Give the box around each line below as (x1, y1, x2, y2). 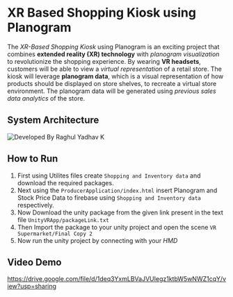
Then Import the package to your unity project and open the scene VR (17, 223, 217, 231)
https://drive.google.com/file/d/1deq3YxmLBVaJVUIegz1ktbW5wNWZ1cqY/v (7, 275, 227, 283)
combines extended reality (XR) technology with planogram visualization (7, 50, 220, 58)
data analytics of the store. (7, 94, 86, 102)
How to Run (7, 153, 58, 164)
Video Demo (7, 256, 62, 268)
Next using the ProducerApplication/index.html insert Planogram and (17, 186, 218, 194)
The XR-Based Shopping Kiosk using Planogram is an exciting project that (7, 42, 220, 51)
